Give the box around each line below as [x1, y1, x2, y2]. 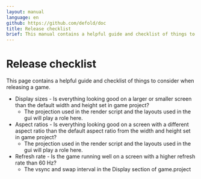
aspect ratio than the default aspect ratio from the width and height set [14, 127, 191, 134]
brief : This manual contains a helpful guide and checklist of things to [6, 31, 196, 37]
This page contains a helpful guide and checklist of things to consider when [6, 77, 194, 84]
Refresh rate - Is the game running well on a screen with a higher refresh [14, 153, 196, 160]
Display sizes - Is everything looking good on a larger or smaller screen [14, 95, 192, 102]
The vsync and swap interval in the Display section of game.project [23, 166, 191, 173]
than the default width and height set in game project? [14, 102, 149, 109]
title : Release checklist [6, 25, 71, 32]
